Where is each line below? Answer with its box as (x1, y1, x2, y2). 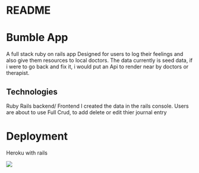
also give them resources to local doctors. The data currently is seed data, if (6, 57, 193, 64)
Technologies (6, 87, 58, 97)
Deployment (6, 130, 68, 143)
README (6, 4, 51, 17)
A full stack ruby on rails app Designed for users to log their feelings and (6, 51, 184, 58)
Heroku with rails (6, 149, 48, 156)
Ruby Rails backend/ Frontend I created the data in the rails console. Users (6, 102, 189, 109)
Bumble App (6, 31, 68, 45)
